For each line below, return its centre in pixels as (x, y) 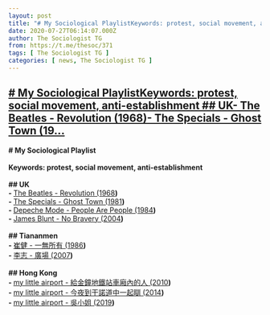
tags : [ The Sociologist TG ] (59, 53)
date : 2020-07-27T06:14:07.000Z (62, 31)
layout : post (30, 16)
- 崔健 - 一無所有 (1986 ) (47, 245)
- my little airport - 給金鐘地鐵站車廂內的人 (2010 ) (90, 282)
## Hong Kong (33, 272)
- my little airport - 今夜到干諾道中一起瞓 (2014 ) (86, 292)
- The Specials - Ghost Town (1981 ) (67, 201)
